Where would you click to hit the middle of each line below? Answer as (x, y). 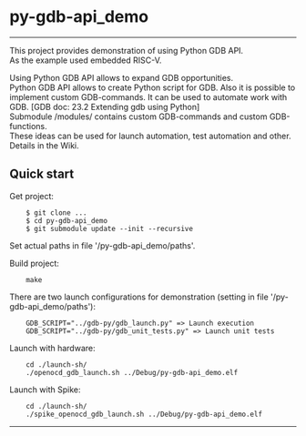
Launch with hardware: (52, 348)
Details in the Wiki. (44, 145)
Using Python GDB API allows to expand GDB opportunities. (122, 77)
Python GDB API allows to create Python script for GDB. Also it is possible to (153, 87)
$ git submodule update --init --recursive (110, 228)
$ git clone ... (57, 213)
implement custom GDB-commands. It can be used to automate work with (148, 96)
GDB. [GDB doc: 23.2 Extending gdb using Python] (105, 106)
